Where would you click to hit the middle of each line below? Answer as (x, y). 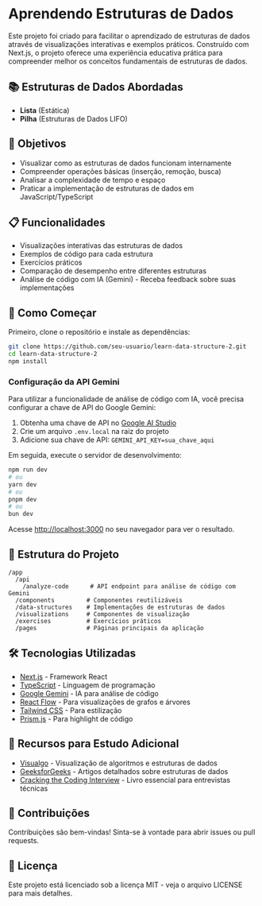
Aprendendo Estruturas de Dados (121, 14)
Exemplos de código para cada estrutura (86, 254)
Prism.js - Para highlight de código (76, 718)
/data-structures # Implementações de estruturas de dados (120, 608)
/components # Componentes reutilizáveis (99, 601)
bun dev (21, 514)
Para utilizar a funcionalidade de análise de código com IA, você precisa (126, 399)
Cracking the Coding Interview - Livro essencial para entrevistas (125, 780)
